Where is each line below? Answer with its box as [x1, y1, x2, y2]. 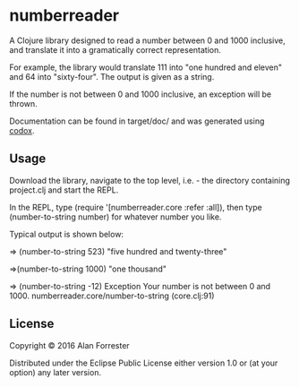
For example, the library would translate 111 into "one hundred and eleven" [9, 62, 282, 73]
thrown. [9, 98, 38, 108]
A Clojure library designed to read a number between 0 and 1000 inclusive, [9, 35, 286, 46]
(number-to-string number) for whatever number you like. [9, 211, 222, 222]
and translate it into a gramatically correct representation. [9, 44, 221, 55]
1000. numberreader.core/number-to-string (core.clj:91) [9, 290, 215, 301]
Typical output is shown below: [9, 228, 124, 239]
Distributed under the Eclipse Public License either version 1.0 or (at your [9, 357, 278, 368]
